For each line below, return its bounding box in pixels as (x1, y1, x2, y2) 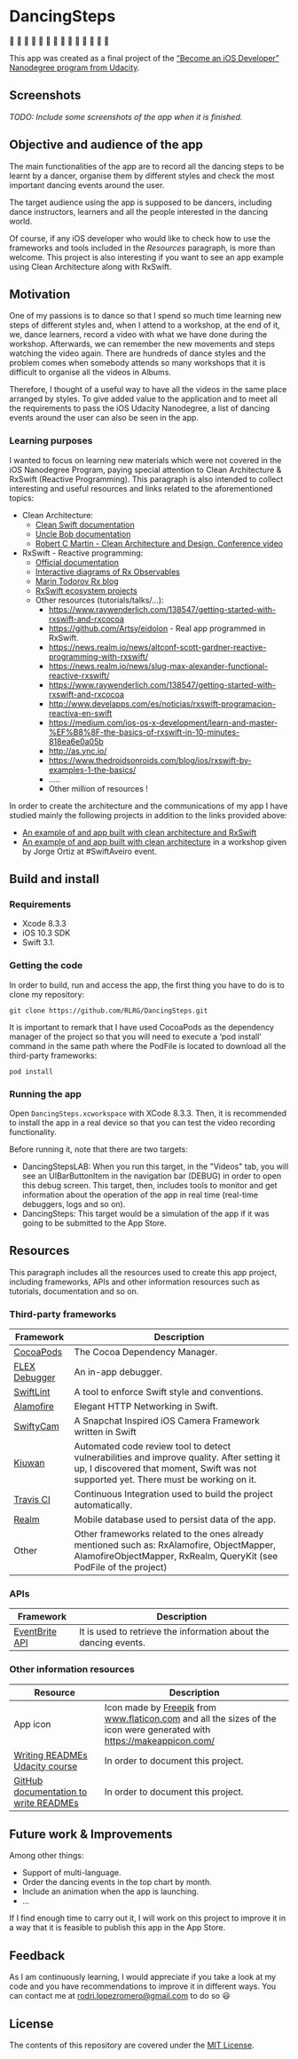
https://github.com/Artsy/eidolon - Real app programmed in (48, 623, 266, 634)
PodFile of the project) (74, 1561, 168, 1574)
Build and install (9, 872, 99, 887)
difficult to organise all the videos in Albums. (9, 367, 171, 378)
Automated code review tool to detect (74, 1440, 231, 1453)
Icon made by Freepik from (104, 1701, 217, 1714)
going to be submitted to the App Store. (21, 1218, 167, 1228)
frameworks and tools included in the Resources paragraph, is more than (9, 242, 276, 253)
